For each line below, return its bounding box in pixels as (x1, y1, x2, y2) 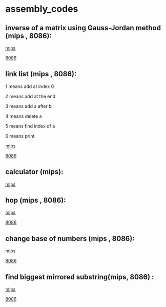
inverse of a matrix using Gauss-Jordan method (5, 24, 161, 32)
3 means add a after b (5, 103, 52, 109)
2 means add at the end (5, 93, 55, 99)
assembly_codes (5, 3, 78, 15)
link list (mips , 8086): (5, 70, 77, 78)
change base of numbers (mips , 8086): (5, 234, 135, 243)
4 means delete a (5, 113, 42, 119)
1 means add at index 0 (5, 83, 54, 90)
